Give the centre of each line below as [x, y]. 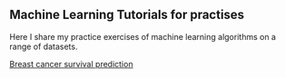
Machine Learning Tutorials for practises [127, 15]
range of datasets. [44, 46]
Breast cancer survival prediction [71, 63]
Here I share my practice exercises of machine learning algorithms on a [143, 36]
